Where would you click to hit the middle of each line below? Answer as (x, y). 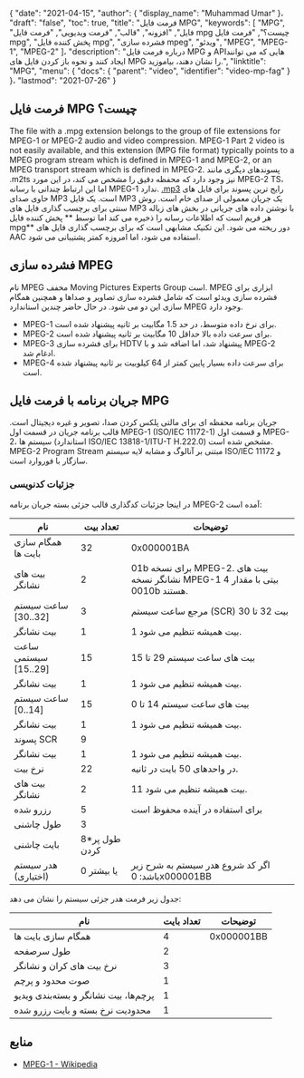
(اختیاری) (32, 876)
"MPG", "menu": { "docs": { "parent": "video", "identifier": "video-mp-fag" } (150, 71)
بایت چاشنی (37, 844)
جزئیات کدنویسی (42, 484)
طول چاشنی (38, 824)
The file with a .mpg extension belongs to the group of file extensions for (145, 131)
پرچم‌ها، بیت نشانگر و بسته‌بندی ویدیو (84, 995)
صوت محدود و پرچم (52, 980)
